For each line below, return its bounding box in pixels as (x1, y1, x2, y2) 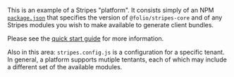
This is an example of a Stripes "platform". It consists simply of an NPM (7, 6, 214, 14)
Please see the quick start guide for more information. (7, 34, 164, 43)
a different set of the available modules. (7, 63, 123, 71)
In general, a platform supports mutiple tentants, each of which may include (7, 55, 227, 64)
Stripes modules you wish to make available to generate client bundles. (7, 21, 214, 29)
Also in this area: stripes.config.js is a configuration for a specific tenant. (7, 48, 225, 56)
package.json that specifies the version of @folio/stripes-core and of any (7, 13, 223, 22)
